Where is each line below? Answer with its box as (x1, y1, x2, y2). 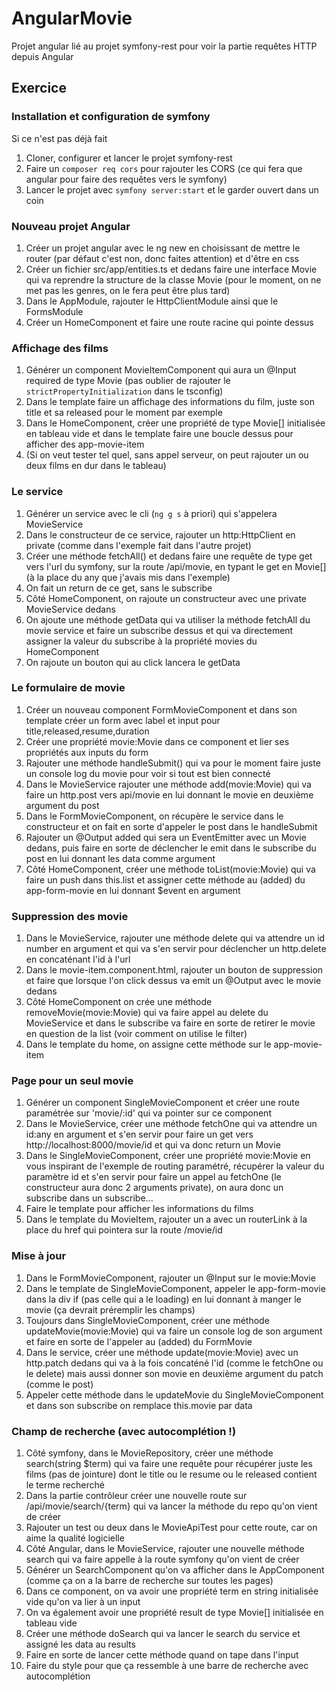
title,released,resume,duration (25, 725, 150, 737)
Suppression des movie (11, 909, 129, 923)
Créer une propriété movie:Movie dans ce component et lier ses (25, 735, 290, 747)
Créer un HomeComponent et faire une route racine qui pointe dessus (25, 316, 314, 328)
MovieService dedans (25, 603, 116, 615)
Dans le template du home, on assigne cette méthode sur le (25, 1038, 272, 1051)
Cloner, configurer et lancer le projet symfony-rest (25, 152, 233, 164)
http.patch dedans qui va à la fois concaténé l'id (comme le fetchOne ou (25, 1357, 324, 1369)
